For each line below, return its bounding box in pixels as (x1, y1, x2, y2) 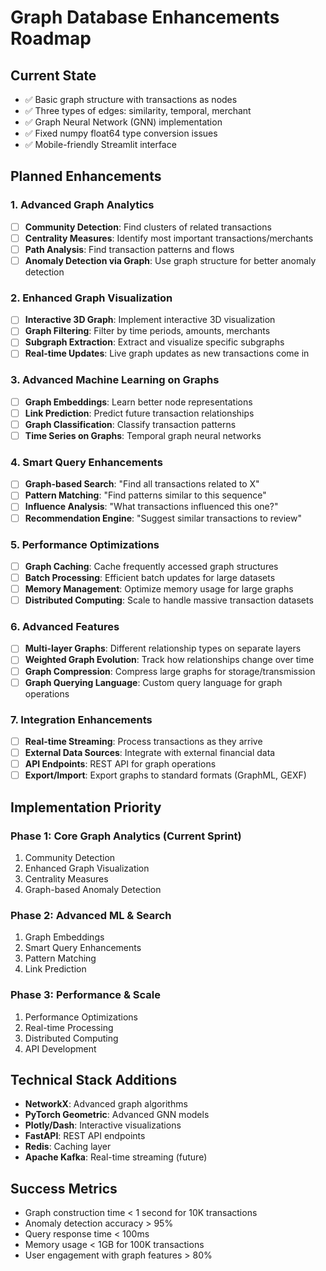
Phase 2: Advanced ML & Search (10, 908, 172, 922)
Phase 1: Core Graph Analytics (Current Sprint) (10, 829, 242, 843)
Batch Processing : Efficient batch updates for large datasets (24, 571, 276, 583)
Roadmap (10, 27, 92, 50)
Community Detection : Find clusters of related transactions (24, 221, 272, 233)
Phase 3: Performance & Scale (10, 988, 162, 1002)
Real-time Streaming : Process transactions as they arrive (24, 735, 263, 747)
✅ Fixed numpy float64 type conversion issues (24, 127, 218, 139)
